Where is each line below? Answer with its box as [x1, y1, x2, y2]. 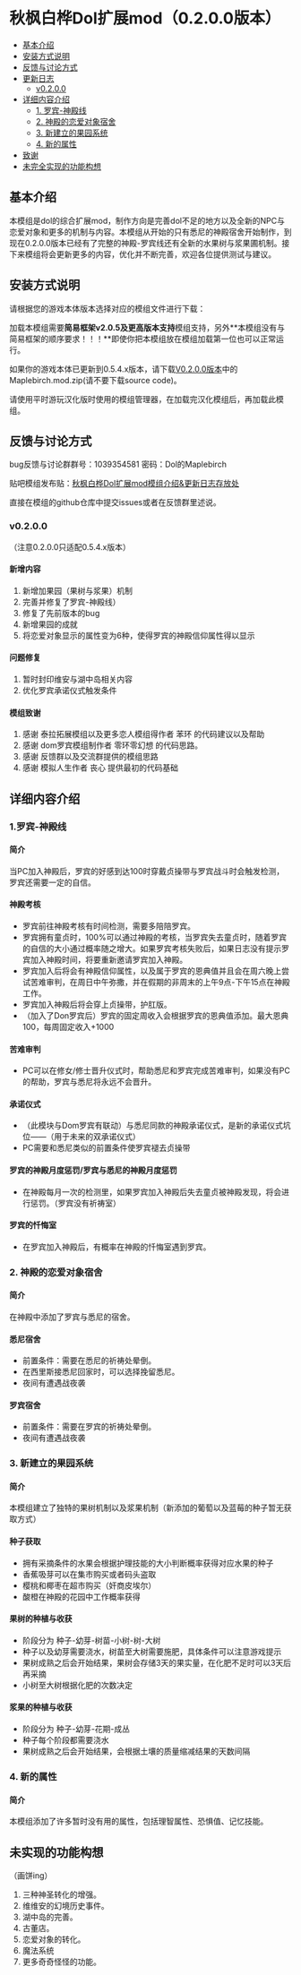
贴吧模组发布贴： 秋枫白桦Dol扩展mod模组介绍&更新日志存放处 [9, 478, 240, 489]
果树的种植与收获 [9, 1613, 73, 1624]
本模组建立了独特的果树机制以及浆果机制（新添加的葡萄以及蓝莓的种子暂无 [9, 1502, 284, 1514]
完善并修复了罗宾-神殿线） [21, 597, 121, 607]
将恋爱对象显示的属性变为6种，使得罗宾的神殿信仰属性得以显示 [21, 630, 255, 640]
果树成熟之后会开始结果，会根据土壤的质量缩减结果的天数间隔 [21, 1746, 251, 1756]
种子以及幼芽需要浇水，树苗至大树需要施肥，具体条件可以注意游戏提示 [21, 1645, 282, 1657]
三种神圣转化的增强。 [21, 1889, 101, 1900]
